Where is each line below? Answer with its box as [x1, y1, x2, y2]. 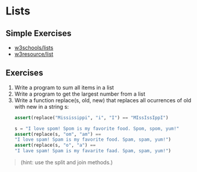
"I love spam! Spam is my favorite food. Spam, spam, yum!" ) [14, 137, 172, 143]
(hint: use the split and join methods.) [20, 159, 113, 166]
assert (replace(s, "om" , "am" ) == [14, 131, 101, 137]
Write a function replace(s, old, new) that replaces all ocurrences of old [14, 96, 192, 103]
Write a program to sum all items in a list [14, 84, 114, 91]
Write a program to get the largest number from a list [14, 90, 146, 97]
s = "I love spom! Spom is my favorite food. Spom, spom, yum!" [14, 125, 180, 132]
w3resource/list [14, 51, 54, 58]
